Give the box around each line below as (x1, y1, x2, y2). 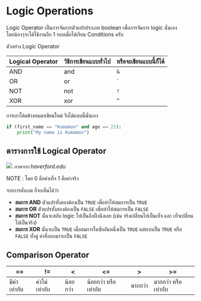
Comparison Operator (6, 250, 90, 260)
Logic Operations (6, 4, 94, 18)
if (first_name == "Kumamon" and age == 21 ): (6, 124, 121, 130)
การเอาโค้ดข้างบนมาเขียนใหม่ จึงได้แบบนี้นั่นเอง (6, 112, 99, 119)
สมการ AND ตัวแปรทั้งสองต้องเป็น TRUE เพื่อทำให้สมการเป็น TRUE (14, 199, 148, 206)
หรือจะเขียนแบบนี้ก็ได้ (116, 57, 165, 65)
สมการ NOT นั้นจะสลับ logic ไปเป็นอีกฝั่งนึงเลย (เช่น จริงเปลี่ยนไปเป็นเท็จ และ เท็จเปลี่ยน (14, 212, 193, 219)
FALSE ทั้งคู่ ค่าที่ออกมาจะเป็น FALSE (14, 232, 88, 239)
